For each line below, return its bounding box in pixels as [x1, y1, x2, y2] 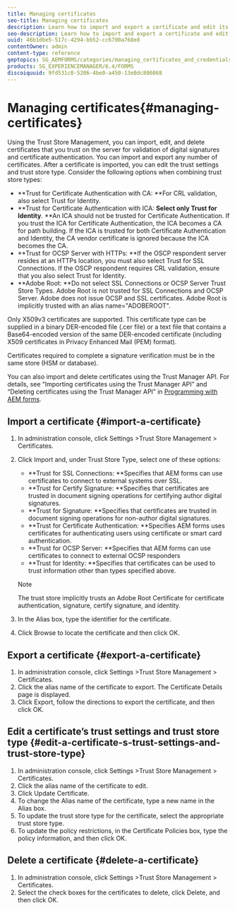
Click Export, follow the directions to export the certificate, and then [17, 698, 215, 706]
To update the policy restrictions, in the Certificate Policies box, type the [17, 826, 228, 835]
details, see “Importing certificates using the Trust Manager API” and [7, 380, 207, 389]
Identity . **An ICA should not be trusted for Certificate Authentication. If [17, 212, 230, 220]
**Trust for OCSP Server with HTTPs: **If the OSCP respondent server [17, 249, 227, 257]
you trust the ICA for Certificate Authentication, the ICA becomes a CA [17, 219, 222, 228]
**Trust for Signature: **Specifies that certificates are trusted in [28, 506, 217, 515]
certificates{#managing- [70, 99, 220, 116]
